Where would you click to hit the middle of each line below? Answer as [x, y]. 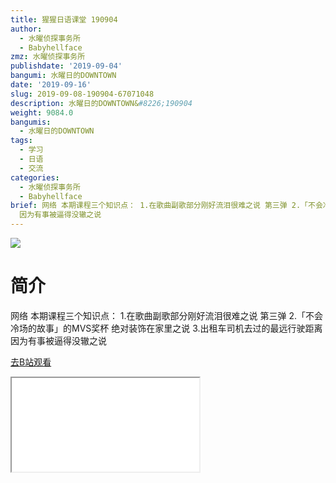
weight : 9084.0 [42, 112]
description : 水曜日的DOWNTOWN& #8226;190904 [101, 103]
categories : [35, 177]
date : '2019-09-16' [51, 85]
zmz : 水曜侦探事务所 [48, 57]
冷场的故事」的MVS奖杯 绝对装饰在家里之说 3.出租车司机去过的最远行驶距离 [166, 328]
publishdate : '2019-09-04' [66, 66]
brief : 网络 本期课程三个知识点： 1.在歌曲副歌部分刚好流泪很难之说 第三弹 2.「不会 [166, 206]
